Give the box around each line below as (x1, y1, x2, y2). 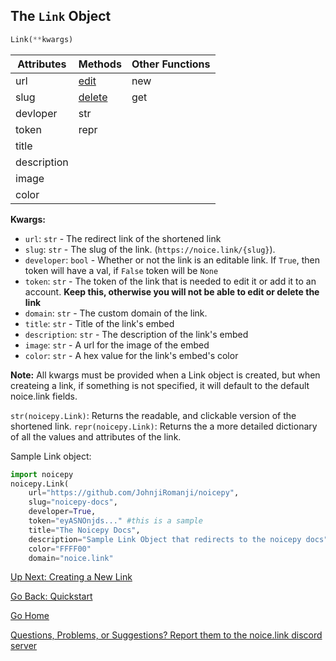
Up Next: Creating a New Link (10, 571, 133, 583)
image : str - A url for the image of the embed (24, 339, 210, 351)
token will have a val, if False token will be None (24, 264, 219, 276)
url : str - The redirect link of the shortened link (24, 232, 222, 244)
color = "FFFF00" (28, 544, 92, 554)
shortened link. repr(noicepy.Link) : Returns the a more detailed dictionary (10, 420, 318, 432)
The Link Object (10, 8, 112, 25)
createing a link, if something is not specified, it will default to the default (10, 379, 310, 391)
